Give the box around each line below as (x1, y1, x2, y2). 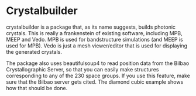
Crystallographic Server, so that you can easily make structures (6, 66, 159, 73)
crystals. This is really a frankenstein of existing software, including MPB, (6, 29, 183, 36)
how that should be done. (6, 84, 68, 91)
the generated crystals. (6, 48, 63, 55)
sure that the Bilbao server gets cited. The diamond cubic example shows (6, 78, 184, 85)
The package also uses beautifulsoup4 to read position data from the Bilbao (6, 60, 190, 67)
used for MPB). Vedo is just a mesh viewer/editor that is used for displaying (6, 42, 187, 49)
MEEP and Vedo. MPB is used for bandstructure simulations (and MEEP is (6, 36, 183, 43)
